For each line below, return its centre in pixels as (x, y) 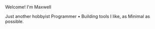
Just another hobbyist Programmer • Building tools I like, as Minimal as (77, 16)
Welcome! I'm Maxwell (28, 7)
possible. (14, 22)
